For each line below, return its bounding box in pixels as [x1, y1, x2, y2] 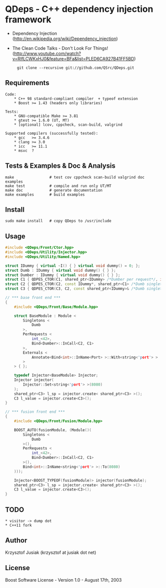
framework [5, 14, 51, 25]
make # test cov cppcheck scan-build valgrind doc [5, 175, 145, 180]
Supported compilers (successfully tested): [5, 131, 98, 136]
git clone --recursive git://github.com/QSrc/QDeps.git [17, 65, 134, 70]
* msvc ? [14, 148, 35, 153]
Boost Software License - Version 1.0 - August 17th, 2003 [5, 577, 122, 583]
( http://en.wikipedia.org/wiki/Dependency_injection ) [12, 36, 118, 42]
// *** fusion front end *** [5, 409, 65, 414]
